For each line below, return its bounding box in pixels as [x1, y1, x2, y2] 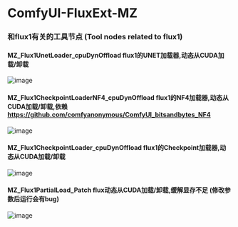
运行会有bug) [19, 195, 59, 203]
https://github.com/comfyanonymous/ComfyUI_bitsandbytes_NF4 [7, 110, 212, 118]
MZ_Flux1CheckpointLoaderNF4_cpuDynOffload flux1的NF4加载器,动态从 [7, 93, 229, 101]
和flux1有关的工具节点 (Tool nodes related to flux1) [7, 32, 183, 42]
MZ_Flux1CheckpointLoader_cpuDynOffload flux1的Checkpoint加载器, [7, 143, 220, 152]
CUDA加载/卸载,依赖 [7, 102, 68, 111]
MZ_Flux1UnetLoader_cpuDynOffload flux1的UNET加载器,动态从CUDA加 [7, 51, 224, 59]
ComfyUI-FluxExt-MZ [7, 5, 138, 21]
